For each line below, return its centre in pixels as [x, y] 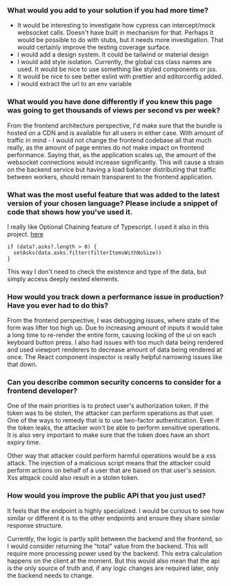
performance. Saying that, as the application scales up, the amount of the [112, 154]
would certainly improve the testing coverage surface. [94, 48]
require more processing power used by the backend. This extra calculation [115, 553]
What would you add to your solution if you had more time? [108, 10]
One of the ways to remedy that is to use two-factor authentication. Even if [113, 421]
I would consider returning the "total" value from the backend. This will [108, 546]
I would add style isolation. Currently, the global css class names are [114, 62]
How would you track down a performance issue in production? [115, 296]
